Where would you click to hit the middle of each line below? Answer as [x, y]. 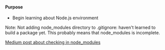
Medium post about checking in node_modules [53, 43]
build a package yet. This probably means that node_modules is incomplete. [83, 33]
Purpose [14, 7]
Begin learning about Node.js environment [55, 18]
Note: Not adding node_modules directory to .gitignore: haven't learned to [80, 28]
